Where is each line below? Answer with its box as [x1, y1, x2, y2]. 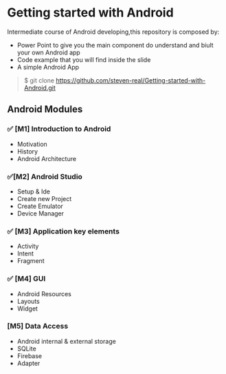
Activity [16, 242, 39, 251]
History [16, 147, 38, 156]
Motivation [16, 140, 48, 148]
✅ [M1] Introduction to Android [7, 124, 111, 134]
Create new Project [16, 194, 72, 202]
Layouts [16, 297, 40, 305]
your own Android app [16, 48, 80, 56]
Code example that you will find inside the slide [16, 55, 151, 63]
